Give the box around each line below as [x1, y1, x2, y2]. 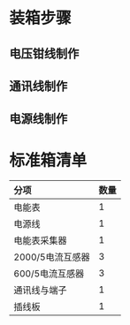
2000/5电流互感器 [13, 251, 90, 263]
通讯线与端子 [13, 284, 68, 297]
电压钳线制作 [9, 46, 80, 61]
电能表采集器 [13, 235, 68, 247]
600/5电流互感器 [13, 268, 85, 280]
